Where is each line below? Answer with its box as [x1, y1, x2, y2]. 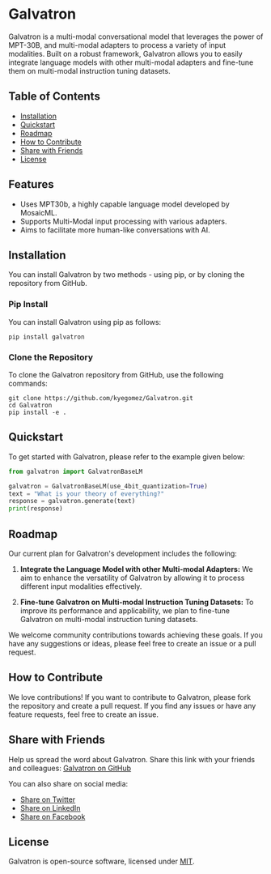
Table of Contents [8, 90, 101, 104]
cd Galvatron [8, 401, 53, 409]
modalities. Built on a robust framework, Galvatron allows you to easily [8, 49, 243, 58]
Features [8, 177, 54, 191]
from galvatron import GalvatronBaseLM [8, 467, 143, 475]
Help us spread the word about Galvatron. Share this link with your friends [8, 754, 256, 764]
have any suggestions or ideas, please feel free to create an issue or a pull [8, 638, 256, 648]
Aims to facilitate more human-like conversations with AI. [19, 224, 210, 235]
